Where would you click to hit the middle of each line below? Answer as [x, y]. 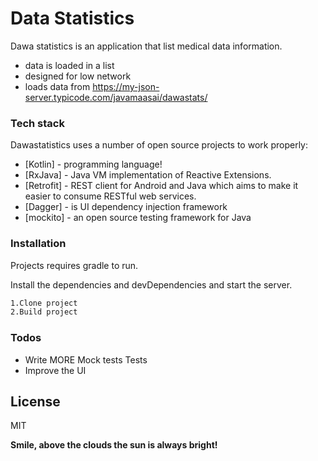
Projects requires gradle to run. [74, 265]
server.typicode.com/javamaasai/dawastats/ [116, 97]
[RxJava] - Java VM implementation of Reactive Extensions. [148, 175]
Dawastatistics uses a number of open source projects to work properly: [159, 145]
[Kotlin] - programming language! [93, 164]
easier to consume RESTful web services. [110, 196]
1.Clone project [44, 303]
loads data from [57, 86]
